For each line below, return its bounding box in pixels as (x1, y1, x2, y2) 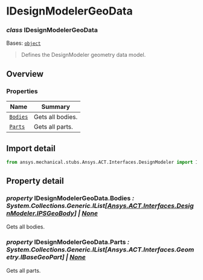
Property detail (6, 176, 65, 186)
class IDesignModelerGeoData (6, 26, 98, 34)
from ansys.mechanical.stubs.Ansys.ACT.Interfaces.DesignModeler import (6, 159, 193, 165)
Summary (41, 103, 71, 111)
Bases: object (6, 39, 41, 47)
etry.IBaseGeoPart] (6, 253, 65, 261)
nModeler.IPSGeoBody (6, 209, 74, 218)
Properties (6, 86, 38, 95)
